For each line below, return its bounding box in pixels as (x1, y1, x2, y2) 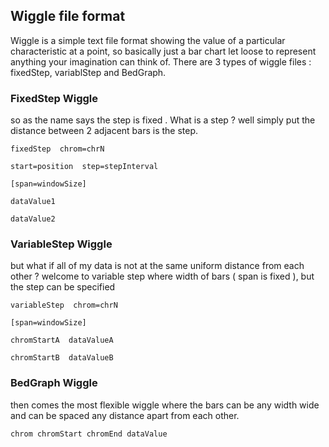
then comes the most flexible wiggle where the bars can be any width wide (10, 399, 320, 411)
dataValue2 (10, 214, 56, 224)
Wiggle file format (10, 8, 126, 25)
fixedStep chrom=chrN (10, 144, 105, 154)
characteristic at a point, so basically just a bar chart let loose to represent (10, 45, 317, 57)
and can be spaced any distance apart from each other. (10, 409, 240, 421)
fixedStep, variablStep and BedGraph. (10, 66, 167, 78)
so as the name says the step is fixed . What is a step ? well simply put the (10, 114, 316, 126)
